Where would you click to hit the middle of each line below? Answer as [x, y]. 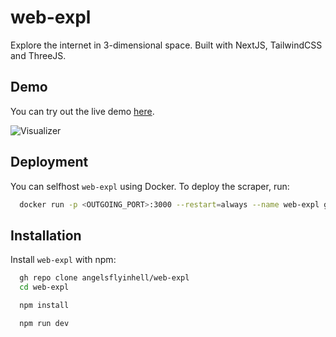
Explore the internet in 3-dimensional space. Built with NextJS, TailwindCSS [166, 45]
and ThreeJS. [38, 55]
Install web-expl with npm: [63, 260]
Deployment [49, 162]
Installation [46, 235]
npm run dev [44, 323]
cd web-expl [44, 287]
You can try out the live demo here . [82, 111]
